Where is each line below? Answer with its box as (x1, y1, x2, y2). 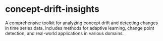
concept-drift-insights (5, 3, 100, 15)
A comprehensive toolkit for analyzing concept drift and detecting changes (5, 20, 158, 26)
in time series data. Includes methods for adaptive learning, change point (5, 25, 155, 31)
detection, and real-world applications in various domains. (5, 30, 124, 36)
